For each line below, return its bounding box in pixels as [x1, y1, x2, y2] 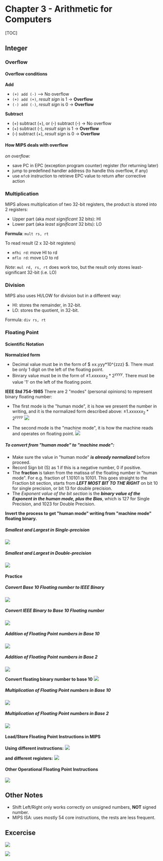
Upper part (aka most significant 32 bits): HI [12, 216, 101, 222]
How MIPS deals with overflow [5, 142, 68, 148]
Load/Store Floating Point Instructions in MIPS [5, 734, 101, 740]
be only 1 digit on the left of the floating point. [12, 366, 104, 372]
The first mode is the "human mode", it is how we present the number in [12, 403, 157, 409]
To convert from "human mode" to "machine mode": [5, 442, 115, 448]
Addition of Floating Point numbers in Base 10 [5, 631, 100, 637]
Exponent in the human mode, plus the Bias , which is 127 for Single [12, 496, 150, 502]
